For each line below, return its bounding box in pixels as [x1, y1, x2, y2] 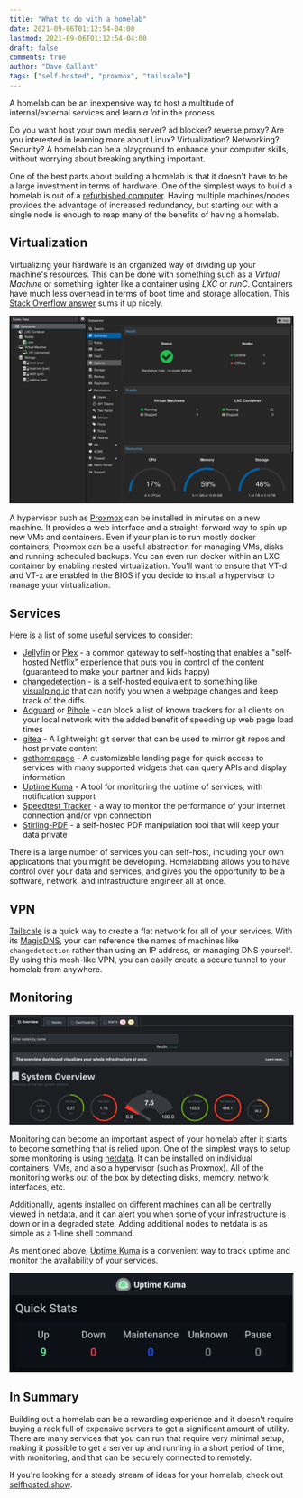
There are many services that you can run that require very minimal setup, [9, 1432, 285, 1443]
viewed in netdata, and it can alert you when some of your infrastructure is [9, 1209, 287, 1219]
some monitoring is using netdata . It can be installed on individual [9, 1153, 253, 1163]
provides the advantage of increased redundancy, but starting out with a [9, 199, 279, 210]
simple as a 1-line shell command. [9, 1227, 135, 1238]
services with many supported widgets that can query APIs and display [22, 762, 287, 773]
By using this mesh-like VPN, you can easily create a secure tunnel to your [9, 954, 287, 965]
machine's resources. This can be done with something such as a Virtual [9, 269, 280, 280]
